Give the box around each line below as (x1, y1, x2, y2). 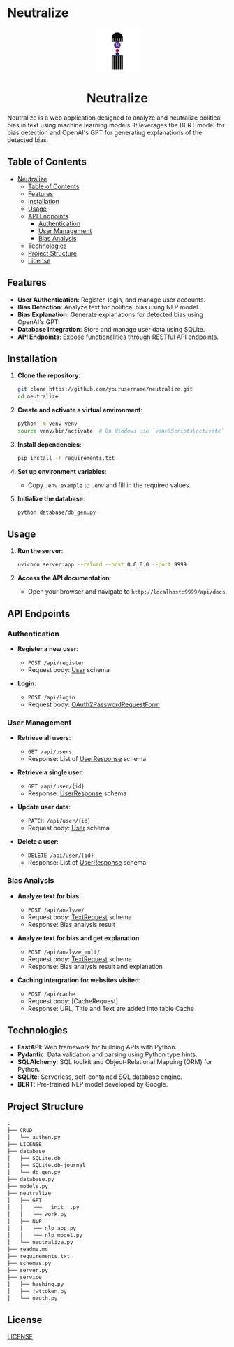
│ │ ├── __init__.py (7, 1204, 80, 1211)
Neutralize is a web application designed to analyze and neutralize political (7, 113, 222, 122)
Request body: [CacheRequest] (27, 996, 119, 1005)
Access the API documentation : (17, 574, 112, 582)
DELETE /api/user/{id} (27, 852, 94, 859)
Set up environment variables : (17, 467, 107, 475)
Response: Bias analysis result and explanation (27, 962, 163, 970)
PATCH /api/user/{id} (27, 818, 91, 825)
